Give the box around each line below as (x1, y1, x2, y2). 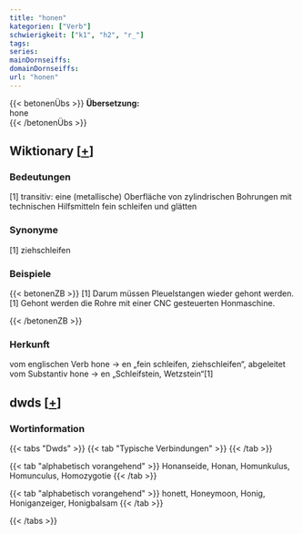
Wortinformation (9, 422, 85, 435)
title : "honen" (9, 13, 67, 23)
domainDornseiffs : (9, 65, 79, 74)
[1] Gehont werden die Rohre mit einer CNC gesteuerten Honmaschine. (9, 298, 276, 309)
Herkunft (9, 338, 50, 351)
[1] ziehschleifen (9, 244, 71, 255)
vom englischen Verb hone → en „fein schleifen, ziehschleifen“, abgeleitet (9, 359, 287, 370)
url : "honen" (9, 73, 59, 82)
